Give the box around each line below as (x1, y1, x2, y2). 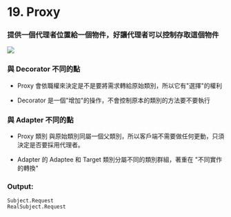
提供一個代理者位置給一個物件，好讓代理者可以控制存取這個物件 (7, 30, 219, 40)
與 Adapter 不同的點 (7, 115, 74, 124)
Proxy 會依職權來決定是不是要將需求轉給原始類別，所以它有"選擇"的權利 (17, 81, 223, 90)
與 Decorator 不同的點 (7, 64, 81, 74)
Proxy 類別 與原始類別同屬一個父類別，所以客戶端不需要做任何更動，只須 (17, 132, 225, 140)
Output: (7, 182, 34, 191)
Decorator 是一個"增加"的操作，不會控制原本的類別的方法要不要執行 (17, 96, 210, 104)
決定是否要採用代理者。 (17, 141, 84, 149)
